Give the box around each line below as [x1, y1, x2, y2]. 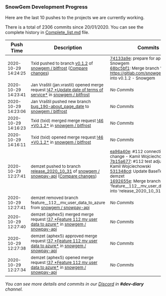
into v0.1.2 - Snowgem [110, 75, 156, 81]
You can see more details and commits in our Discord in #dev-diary [5, 281, 144, 287]
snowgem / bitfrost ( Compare [31, 66, 88, 71]
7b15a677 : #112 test [110, 159, 152, 164]
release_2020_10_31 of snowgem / [31, 169, 100, 174]
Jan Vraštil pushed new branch [31, 99, 91, 105]
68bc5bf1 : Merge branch [110, 66, 160, 71]
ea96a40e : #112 [110, 149, 143, 154]
